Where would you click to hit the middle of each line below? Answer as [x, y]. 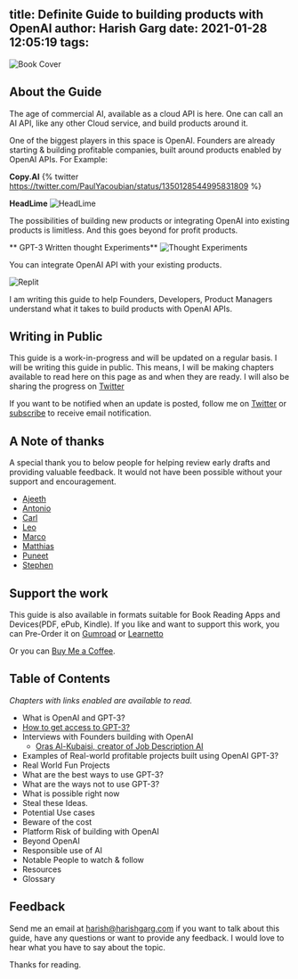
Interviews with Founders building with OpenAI [108, 736]
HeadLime [28, 203]
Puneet [35, 555]
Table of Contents [60, 679]
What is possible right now [71, 794]
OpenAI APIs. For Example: [59, 159]
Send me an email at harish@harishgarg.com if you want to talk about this [145, 928]
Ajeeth [34, 499]
